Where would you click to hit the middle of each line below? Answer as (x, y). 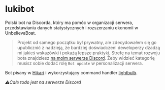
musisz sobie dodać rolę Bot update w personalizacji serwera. (80, 63)
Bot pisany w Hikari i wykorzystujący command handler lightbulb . (71, 72)
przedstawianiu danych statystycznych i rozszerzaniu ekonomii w (72, 27)
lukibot (20, 9)
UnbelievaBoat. (20, 33)
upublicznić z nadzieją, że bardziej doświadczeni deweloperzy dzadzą (88, 47)
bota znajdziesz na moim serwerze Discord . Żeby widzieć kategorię (86, 58)
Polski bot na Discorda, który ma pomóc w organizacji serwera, (69, 22)
